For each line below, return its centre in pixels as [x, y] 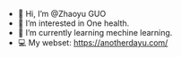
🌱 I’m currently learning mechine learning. [95, 33]
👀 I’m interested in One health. [73, 23]
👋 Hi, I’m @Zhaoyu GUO [62, 14]
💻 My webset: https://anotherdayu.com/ [93, 43]
